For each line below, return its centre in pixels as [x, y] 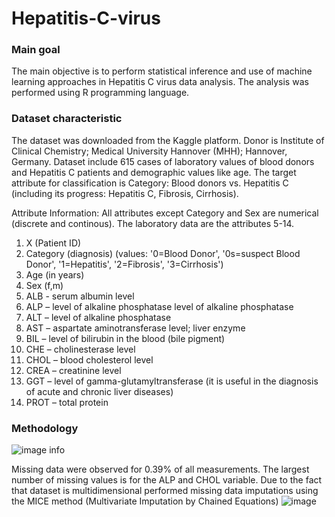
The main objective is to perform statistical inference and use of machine [162, 71]
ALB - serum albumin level [80, 296]
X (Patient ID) [53, 243]
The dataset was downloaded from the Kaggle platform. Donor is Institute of [168, 140]
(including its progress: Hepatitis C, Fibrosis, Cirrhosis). [125, 193]
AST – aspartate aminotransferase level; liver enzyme [135, 328]
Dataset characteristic [67, 119]
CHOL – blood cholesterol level [89, 359]
